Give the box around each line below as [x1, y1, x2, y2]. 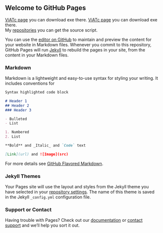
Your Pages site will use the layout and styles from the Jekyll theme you [5, 184, 149, 190]
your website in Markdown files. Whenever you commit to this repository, [5, 41, 152, 48]
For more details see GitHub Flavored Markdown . [5, 161, 104, 166]
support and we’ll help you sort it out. [5, 222, 80, 228]
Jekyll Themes [5, 173, 41, 179]
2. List [5, 134, 21, 139]
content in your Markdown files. [5, 52, 69, 58]
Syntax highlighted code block [5, 90, 69, 95]
